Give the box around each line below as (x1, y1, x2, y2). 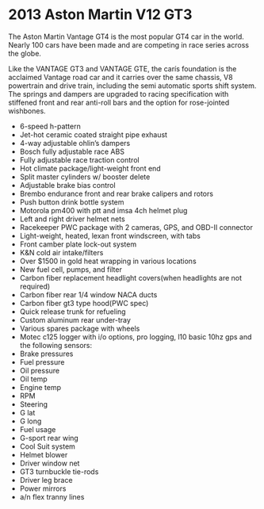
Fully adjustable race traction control (19, 155, 140, 164)
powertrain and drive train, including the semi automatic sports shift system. (8, 81, 257, 90)
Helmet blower (19, 450, 68, 459)
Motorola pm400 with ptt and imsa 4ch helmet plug (19, 205, 188, 215)
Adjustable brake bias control (19, 180, 117, 189)
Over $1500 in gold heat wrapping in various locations (19, 256, 197, 266)
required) (19, 281, 51, 291)
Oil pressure (19, 365, 60, 375)
